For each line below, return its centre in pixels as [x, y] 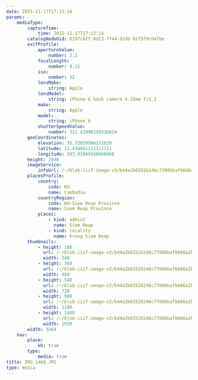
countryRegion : [56, 198]
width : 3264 [42, 329]
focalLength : [53, 61]
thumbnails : [42, 242]
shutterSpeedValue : [61, 127]
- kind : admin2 [67, 220]
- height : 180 [55, 247]
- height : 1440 [56, 313]
